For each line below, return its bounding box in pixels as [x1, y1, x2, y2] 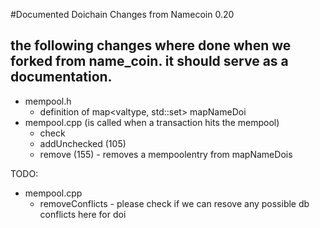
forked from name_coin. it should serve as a [10, 53, 289, 70]
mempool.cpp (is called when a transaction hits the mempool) [24, 116, 280, 128]
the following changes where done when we [10, 37, 292, 54]
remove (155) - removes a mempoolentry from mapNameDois [39, 148, 293, 160]
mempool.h [24, 95, 72, 107]
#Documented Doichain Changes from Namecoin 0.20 [10, 9, 235, 20]
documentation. [10, 69, 113, 86]
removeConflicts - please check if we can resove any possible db [39, 197, 310, 209]
